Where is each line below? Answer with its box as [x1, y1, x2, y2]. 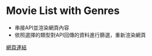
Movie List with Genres [6, 4, 120, 17]
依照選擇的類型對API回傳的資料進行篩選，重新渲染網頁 [14, 31, 146, 38]
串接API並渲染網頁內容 [14, 24, 70, 31]
